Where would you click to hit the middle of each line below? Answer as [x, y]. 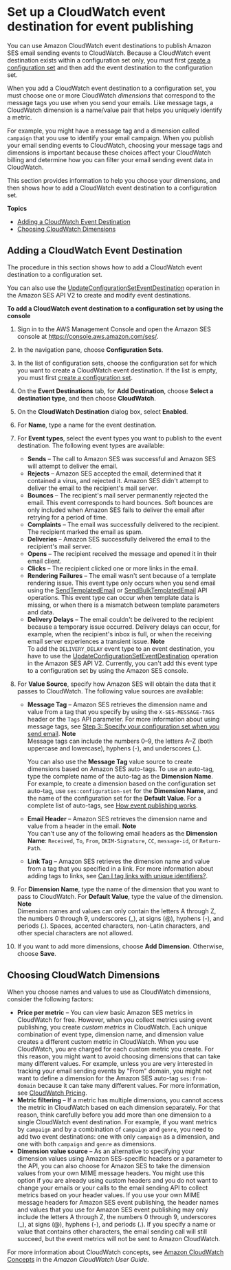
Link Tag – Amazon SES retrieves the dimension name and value [119, 861]
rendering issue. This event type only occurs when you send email [121, 583]
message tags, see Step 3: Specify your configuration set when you [123, 726]
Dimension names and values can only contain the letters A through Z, [117, 911]
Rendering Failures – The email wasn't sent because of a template [122, 575]
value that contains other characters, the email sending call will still [112, 1232]
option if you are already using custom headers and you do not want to [118, 1180]
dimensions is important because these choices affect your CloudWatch [109, 153]
